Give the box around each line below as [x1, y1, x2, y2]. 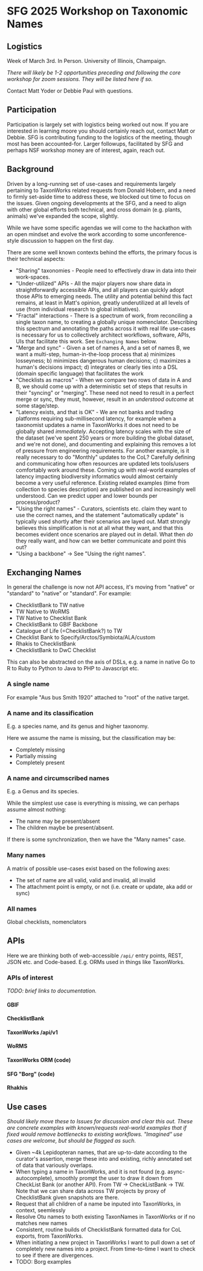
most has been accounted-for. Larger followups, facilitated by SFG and [7, 140, 184, 147]
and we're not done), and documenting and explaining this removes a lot [15, 440, 196, 447]
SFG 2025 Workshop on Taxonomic [7, 4, 188, 18]
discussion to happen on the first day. [20, 237, 114, 244]
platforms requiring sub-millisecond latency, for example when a [15, 415, 176, 422]
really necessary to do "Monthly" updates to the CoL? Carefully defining [15, 453, 196, 461]
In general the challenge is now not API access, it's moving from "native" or [7, 583, 195, 591]
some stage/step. [15, 401, 60, 409]
